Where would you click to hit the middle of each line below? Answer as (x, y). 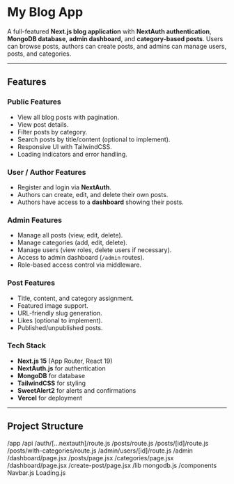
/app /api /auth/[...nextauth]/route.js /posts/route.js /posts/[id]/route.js (108, 443)
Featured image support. (53, 305)
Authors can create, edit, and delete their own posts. (93, 194)
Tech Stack (27, 345)
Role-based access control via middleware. (79, 265)
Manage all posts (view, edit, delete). (70, 235)
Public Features (34, 102)
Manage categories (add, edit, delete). (72, 243)
